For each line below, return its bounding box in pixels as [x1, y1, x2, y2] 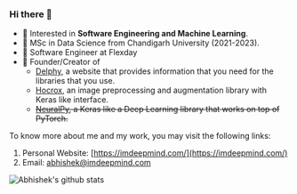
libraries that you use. [35, 76, 116, 86]
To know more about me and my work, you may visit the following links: [9, 131, 271, 141]
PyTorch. [35, 113, 68, 124]
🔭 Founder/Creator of [21, 57, 100, 68]
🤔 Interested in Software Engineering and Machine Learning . [21, 28, 249, 39]
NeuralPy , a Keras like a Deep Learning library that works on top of [35, 104, 280, 115]
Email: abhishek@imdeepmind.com [21, 158, 151, 168]
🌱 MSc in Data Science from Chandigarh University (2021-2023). [21, 37, 260, 48]
